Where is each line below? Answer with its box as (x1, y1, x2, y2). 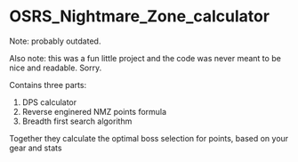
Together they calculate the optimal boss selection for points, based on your (9, 133, 289, 143)
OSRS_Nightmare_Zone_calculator (9, 6, 270, 27)
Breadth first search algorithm (21, 116, 133, 126)
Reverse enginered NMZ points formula (21, 106, 167, 117)
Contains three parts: (9, 79, 87, 90)
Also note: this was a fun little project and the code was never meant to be (9, 53, 282, 63)
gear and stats (9, 142, 62, 153)
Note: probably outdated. (9, 36, 101, 46)
